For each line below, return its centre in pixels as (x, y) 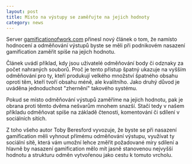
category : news (25, 22)
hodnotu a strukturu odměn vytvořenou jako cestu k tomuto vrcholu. (89, 155)
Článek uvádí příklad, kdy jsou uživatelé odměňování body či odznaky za (95, 63)
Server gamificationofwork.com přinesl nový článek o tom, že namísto (92, 40)
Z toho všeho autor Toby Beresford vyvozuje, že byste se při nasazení (91, 130)
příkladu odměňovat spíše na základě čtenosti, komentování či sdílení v (93, 112)
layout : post (22, 12)
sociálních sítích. (27, 119)
